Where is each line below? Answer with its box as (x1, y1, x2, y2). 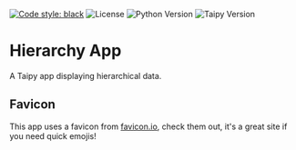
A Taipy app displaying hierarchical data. (9, 70, 162, 81)
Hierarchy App (9, 41, 122, 61)
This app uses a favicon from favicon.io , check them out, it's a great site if (9, 121, 288, 132)
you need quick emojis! (9, 130, 97, 141)
